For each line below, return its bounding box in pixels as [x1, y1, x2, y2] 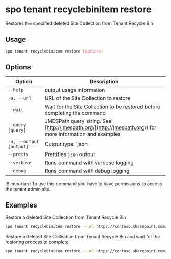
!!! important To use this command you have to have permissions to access [5, 180, 162, 187]
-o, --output [8, 139, 40, 145]
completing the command [45, 110, 106, 117]
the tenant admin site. [5, 186, 51, 192]
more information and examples [45, 131, 121, 138]
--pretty [8, 151, 29, 158]
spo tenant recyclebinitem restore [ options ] [5, 48, 103, 54]
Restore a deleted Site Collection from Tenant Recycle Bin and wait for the [5, 234, 160, 240]
